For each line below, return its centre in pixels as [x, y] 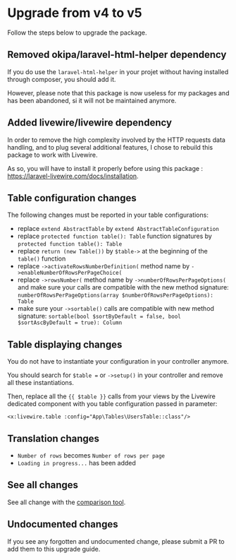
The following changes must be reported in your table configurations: [108, 215]
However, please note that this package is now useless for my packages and [118, 93]
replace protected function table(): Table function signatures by [115, 236]
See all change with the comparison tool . [67, 502]
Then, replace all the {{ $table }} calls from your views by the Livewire [112, 396]
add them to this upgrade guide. [54, 549]
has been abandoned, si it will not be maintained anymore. [92, 100]
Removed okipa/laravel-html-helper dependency [117, 55]
